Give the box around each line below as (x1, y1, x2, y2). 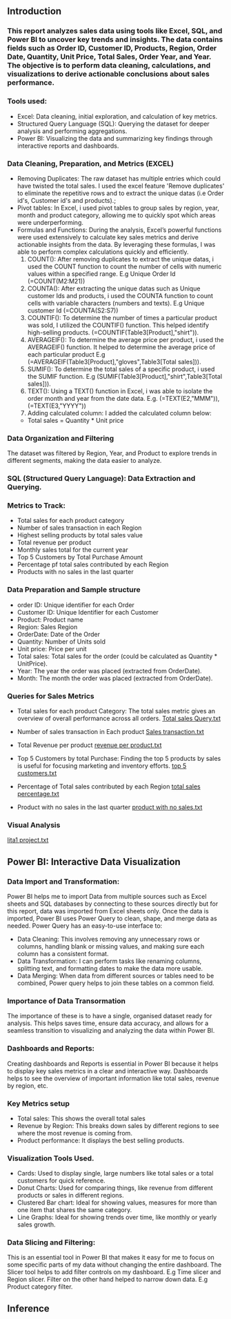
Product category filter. (7, 1282, 73, 1291)
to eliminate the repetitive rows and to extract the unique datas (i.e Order (17, 189, 224, 197)
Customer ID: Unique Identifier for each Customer (17, 608, 159, 616)
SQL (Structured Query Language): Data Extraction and (7, 474, 196, 484)
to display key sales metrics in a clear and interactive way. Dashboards (7, 1067, 208, 1075)
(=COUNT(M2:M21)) (27, 277, 86, 285)
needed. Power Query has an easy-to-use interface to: (7, 922, 163, 930)
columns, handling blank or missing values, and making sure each (17, 942, 205, 951)
